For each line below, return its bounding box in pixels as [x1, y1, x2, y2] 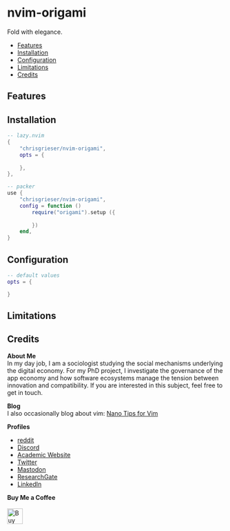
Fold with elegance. [7, 28, 63, 36]
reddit [17, 436, 34, 444]
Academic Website [17, 450, 71, 458]
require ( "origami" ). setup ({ [32, 209, 116, 215]
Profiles [7, 423, 30, 431]
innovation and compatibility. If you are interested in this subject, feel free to [7, 381, 223, 389]
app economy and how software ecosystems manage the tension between [7, 374, 219, 382]
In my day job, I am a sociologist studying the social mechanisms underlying [7, 359, 223, 367]
